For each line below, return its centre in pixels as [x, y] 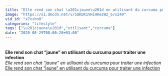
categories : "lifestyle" [31, 24]
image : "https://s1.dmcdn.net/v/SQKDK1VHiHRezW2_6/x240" [66, 14]
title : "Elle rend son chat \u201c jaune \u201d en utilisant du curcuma [81, 10]
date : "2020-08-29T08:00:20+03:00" [42, 33]
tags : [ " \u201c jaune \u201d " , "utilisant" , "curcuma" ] [60, 28]
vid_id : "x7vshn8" [24, 19]
